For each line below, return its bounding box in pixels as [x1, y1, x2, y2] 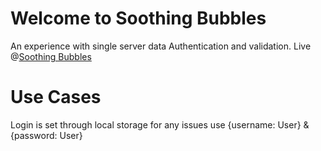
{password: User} [10, 129, 83, 141]
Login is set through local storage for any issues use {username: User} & [10, 118, 310, 131]
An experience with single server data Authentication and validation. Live [10, 40, 312, 52]
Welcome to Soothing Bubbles [10, 7, 267, 30]
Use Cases [10, 86, 102, 109]
